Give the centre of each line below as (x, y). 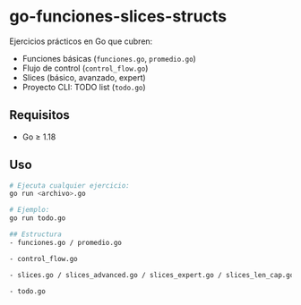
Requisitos (39, 115)
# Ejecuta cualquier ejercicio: (69, 185)
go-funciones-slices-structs (118, 17)
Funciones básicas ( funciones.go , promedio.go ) (109, 58)
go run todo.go (38, 218)
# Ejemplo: (30, 210)
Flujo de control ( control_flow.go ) (85, 68)
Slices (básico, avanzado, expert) (84, 77)
